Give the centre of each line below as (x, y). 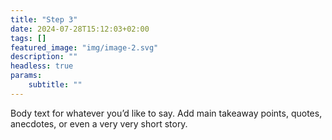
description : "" (44, 57)
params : (26, 76)
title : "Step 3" (44, 19)
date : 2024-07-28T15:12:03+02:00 (80, 29)
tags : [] (28, 38)
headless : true (42, 66)
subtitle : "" (55, 85)
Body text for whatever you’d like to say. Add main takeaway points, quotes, (166, 113)
